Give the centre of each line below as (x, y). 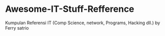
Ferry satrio (17, 28)
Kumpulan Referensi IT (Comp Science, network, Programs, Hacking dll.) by (83, 23)
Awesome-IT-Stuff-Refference (70, 9)
